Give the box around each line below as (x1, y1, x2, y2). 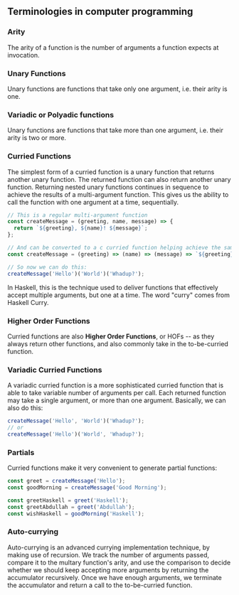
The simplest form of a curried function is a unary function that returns (7, 167, 215, 176)
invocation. (7, 50, 41, 59)
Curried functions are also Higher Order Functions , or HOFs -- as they (7, 332, 215, 341)
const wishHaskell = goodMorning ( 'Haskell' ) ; (7, 510, 144, 518)
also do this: (7, 404, 43, 412)
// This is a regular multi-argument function (7, 211, 148, 219)
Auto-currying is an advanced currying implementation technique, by (7, 543, 210, 552)
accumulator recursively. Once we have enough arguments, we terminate (7, 573, 222, 581)
